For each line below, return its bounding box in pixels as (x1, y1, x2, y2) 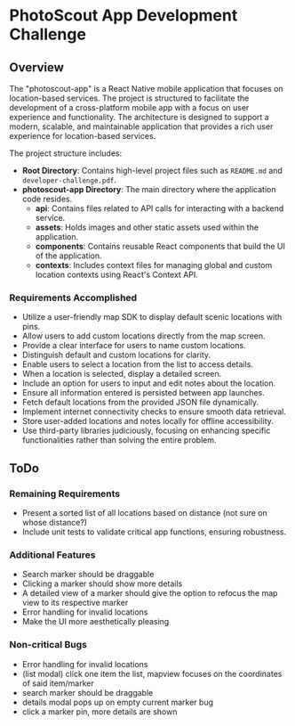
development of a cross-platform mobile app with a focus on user (9, 102, 250, 112)
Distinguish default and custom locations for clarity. (21, 349, 211, 361)
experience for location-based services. (9, 131, 156, 141)
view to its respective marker (21, 598, 129, 608)
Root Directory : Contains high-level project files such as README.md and (21, 166, 283, 175)
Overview (9, 60, 65, 75)
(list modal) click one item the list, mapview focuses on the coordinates (21, 668, 283, 679)
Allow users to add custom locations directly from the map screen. (21, 330, 266, 341)
